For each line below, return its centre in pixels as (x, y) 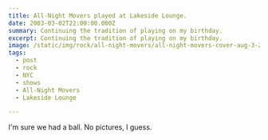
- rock (26, 68)
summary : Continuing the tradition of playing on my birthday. (116, 30)
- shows (28, 82)
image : (19, 46)
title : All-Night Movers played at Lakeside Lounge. (98, 16)
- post (26, 61)
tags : (17, 53)
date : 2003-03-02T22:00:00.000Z (62, 23)
